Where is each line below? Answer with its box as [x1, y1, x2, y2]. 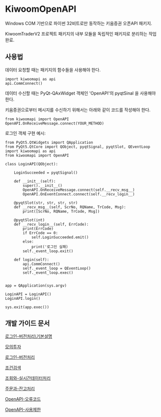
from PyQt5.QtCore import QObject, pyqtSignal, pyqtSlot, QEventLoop [5, 144, 151, 149]
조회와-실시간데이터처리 [5, 375, 51, 381]
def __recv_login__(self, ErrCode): [14, 222, 89, 227]
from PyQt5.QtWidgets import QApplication [5, 140, 93, 145]
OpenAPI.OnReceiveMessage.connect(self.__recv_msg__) [23, 187, 135, 192]
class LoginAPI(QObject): [5, 161, 58, 166]
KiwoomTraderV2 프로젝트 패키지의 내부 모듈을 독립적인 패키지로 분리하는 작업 [5, 31, 157, 36]
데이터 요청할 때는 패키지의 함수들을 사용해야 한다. [5, 66, 101, 72]
